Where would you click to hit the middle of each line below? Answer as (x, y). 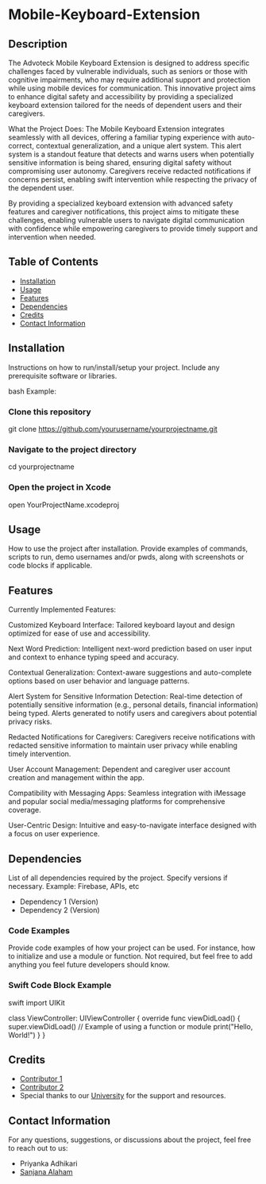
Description (38, 44)
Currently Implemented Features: (62, 609)
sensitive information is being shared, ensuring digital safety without (120, 163)
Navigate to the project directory (73, 449)
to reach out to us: (38, 1148)
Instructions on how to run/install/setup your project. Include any (114, 367)
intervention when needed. (52, 237)
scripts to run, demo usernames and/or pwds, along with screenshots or (126, 557)
